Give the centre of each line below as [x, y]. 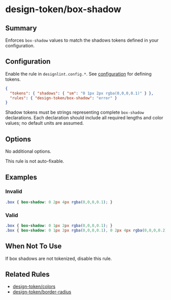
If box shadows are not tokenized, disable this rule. [59, 258]
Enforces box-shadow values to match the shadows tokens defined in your [82, 40]
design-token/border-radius [42, 292]
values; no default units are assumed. [45, 123]
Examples [21, 177]
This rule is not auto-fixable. [35, 161]
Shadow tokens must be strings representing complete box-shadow [75, 112]
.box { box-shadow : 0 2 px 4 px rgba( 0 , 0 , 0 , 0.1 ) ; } [59, 202]
